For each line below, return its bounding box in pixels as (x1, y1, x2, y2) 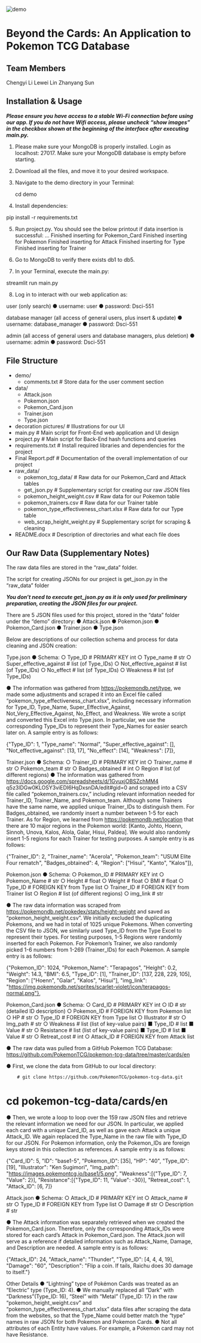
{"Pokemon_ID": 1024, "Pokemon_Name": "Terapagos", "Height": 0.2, (6, 964, 178, 972)
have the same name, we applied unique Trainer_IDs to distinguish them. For (6, 803, 194, 810)
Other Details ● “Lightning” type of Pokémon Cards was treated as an (6, 1280, 179, 1287)
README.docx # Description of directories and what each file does (14, 531, 181, 538)
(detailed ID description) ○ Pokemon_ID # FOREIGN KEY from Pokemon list (6, 1008, 191, 1015)
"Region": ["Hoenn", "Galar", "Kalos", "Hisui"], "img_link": (6, 977, 147, 984)
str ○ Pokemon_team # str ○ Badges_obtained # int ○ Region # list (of (6, 765, 181, 772)
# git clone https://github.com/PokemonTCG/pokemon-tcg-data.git (17, 1074, 184, 1081)
